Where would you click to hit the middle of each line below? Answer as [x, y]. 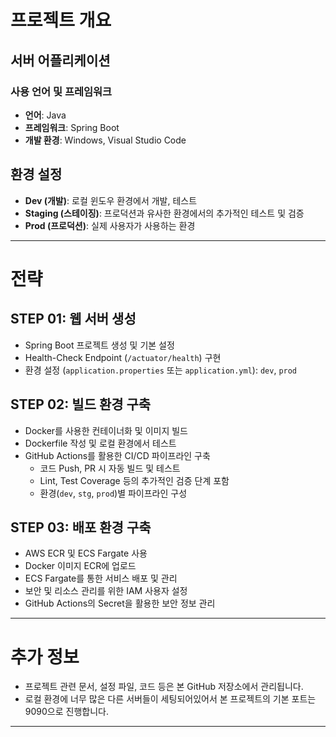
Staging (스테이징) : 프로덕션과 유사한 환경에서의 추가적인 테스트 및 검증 [164, 213]
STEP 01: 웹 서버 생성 [73, 319]
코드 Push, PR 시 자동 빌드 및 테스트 [110, 468]
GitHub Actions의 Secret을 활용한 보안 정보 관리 [120, 603]
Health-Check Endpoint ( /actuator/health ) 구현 [123, 357]
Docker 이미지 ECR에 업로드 [80, 566]
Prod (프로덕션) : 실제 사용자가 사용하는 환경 [110, 225]
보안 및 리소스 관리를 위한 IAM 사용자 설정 [106, 591]
